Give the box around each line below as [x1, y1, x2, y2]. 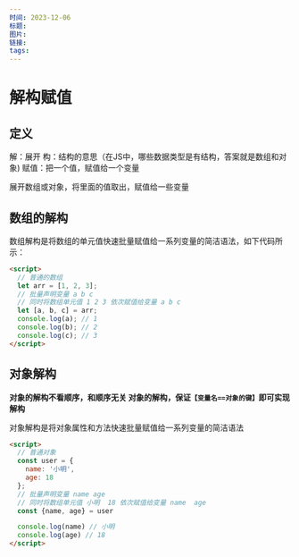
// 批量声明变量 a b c [17, 290, 94, 299]
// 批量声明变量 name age [17, 489, 105, 499]
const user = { [17, 457, 74, 466]
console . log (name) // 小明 [17, 522, 115, 532]
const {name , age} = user [17, 506, 114, 515]
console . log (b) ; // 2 [17, 323, 98, 332]
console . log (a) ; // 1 [17, 315, 98, 324]
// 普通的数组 [17, 273, 63, 282]
